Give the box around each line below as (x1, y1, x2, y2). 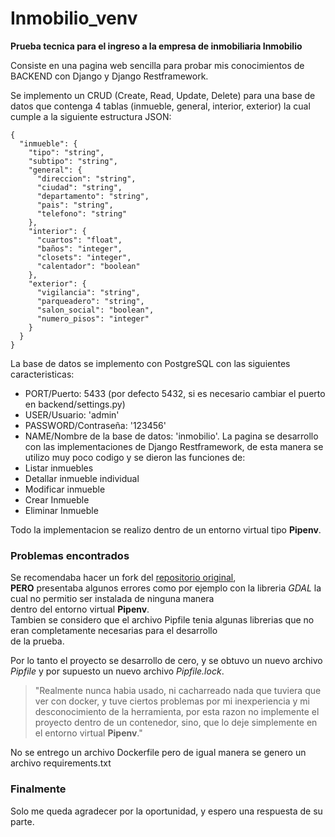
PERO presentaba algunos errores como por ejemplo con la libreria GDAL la (10, 582, 322, 594)
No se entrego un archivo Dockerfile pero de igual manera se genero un (10, 747, 307, 759)
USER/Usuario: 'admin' (24, 408, 120, 421)
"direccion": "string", (36, 173, 137, 184)
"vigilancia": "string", (36, 287, 141, 297)
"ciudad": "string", (36, 182, 123, 192)
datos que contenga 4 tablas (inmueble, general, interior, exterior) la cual (10, 100, 311, 112)
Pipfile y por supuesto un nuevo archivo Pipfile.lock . (10, 665, 225, 677)
